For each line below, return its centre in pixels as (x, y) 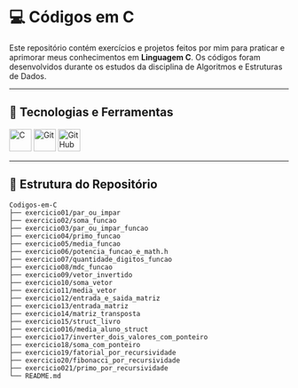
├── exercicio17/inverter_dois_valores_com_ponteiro (109, 337)
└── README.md (35, 376)
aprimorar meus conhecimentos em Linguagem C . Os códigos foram (135, 57)
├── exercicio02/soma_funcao (63, 220)
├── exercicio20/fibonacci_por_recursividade (94, 360)
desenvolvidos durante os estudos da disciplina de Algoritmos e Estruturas (146, 67)
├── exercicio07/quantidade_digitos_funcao (91, 259)
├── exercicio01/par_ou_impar (65, 213)
